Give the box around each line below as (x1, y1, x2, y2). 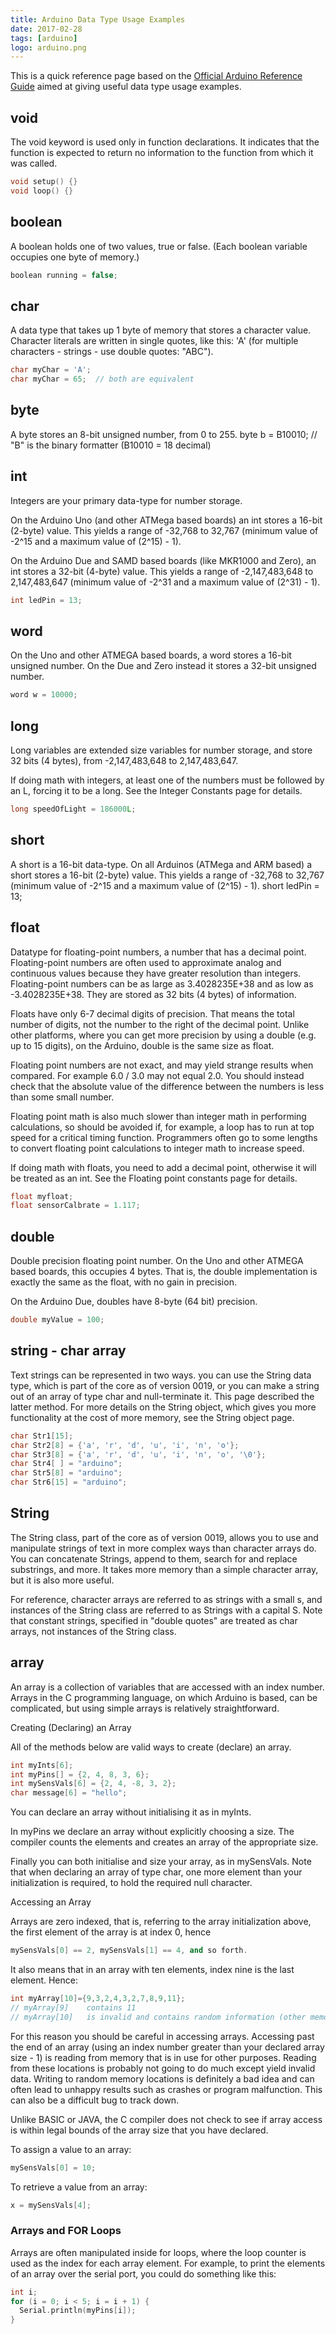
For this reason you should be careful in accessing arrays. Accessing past (10, 2030, 315, 2042)
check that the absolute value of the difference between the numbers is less (10, 1080, 325, 1092)
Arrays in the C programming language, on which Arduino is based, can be (10, 1691, 318, 1703)
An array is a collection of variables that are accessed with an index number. (10, 1681, 325, 1693)
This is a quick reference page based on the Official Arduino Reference (10, 70, 303, 82)
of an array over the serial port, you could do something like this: (10, 2267, 277, 2280)
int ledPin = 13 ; (10, 595, 83, 605)
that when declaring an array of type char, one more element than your (10, 1866, 303, 1878)
